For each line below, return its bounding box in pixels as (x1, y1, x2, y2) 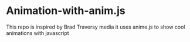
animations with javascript (6, 29, 69, 36)
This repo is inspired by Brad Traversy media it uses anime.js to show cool (6, 23, 185, 30)
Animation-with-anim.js (6, 4, 125, 17)
